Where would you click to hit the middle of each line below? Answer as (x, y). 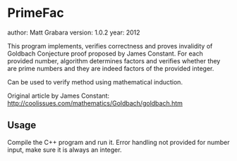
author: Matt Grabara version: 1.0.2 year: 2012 (74, 32)
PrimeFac (36, 13)
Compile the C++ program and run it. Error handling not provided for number (119, 142)
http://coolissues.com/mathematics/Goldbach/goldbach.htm (95, 103)
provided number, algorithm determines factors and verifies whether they (114, 60)
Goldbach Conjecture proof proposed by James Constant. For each (105, 53)
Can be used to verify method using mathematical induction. (95, 82)
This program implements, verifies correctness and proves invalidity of (110, 46)
